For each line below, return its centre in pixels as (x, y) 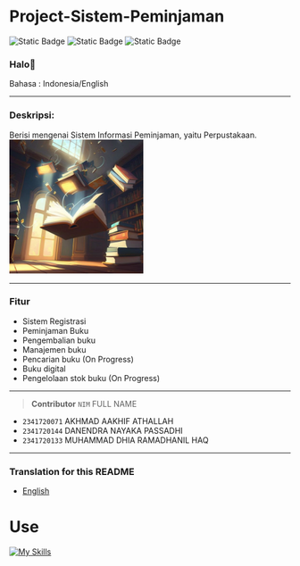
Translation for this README (72, 471)
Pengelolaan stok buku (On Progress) (91, 378)
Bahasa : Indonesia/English (59, 84)
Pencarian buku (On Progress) (78, 359)
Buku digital (44, 369)
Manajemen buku (54, 349)
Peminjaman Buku (55, 330)
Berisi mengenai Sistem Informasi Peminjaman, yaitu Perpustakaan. (133, 135)
